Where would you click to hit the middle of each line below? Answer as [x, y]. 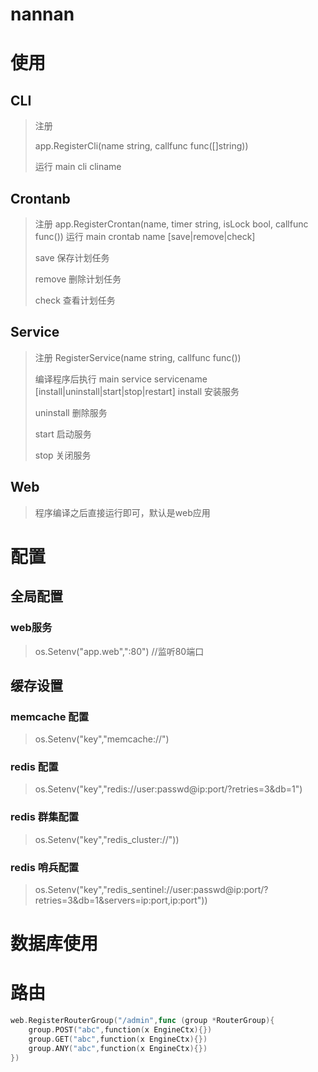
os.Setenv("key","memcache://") [102, 739]
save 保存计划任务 [72, 257]
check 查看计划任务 [75, 300]
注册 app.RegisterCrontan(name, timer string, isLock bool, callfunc [171, 224]
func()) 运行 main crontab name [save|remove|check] [145, 236]
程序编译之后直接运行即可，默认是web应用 [122, 512]
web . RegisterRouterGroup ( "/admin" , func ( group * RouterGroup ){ [142, 1021]
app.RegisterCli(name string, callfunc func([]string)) [141, 146]
